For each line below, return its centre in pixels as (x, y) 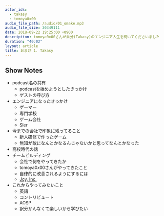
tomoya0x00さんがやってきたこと (53, 168)
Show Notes (24, 70)
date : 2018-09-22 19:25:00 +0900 (39, 32)
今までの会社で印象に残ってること (46, 131)
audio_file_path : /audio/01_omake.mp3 (44, 23)
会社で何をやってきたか (43, 162)
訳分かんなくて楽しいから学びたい (54, 209)
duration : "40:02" (24, 42)
